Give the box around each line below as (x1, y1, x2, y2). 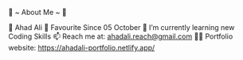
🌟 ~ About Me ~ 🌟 (8, 8, 67, 17)
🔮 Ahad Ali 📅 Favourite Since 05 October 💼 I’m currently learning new (8, 23, 235, 32)
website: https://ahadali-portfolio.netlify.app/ (8, 43, 155, 52)
